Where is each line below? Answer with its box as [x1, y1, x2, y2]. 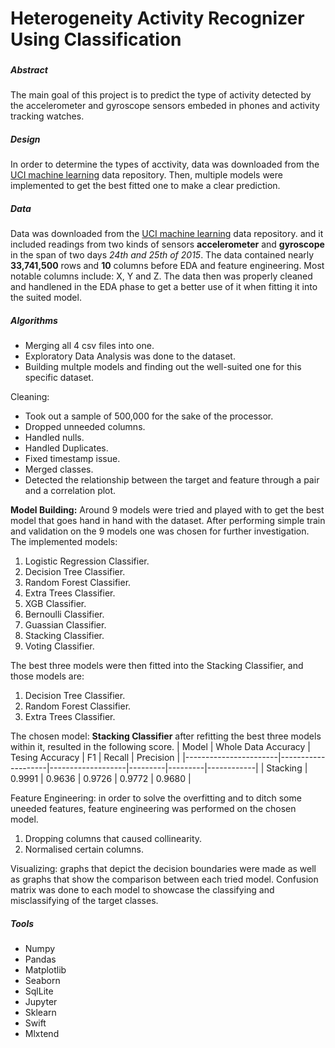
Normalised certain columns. [24, 843, 144, 856]
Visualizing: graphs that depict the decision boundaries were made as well [10, 863, 317, 875]
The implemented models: [10, 536, 118, 548]
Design [10, 133, 41, 146]
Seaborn [24, 975, 61, 987]
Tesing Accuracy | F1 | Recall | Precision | [10, 752, 181, 764]
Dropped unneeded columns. [24, 421, 146, 433]
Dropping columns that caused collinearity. [24, 833, 203, 845]
